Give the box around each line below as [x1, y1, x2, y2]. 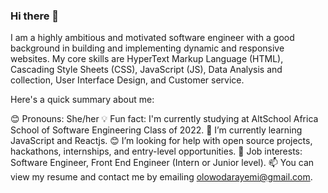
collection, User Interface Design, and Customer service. [10, 74, 245, 86]
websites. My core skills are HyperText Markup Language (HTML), [10, 53, 284, 65]
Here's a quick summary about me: [10, 94, 155, 106]
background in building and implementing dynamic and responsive [10, 42, 285, 54]
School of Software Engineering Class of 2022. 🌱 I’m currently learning [10, 124, 303, 136]
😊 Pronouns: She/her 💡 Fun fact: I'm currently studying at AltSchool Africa [10, 113, 319, 125]
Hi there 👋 [10, 9, 60, 23]
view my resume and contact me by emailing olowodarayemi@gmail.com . [10, 171, 313, 183]
